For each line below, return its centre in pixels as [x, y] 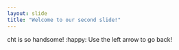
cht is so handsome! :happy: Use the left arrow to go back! [90, 39]
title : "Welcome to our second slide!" [64, 20]
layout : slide [27, 13]
